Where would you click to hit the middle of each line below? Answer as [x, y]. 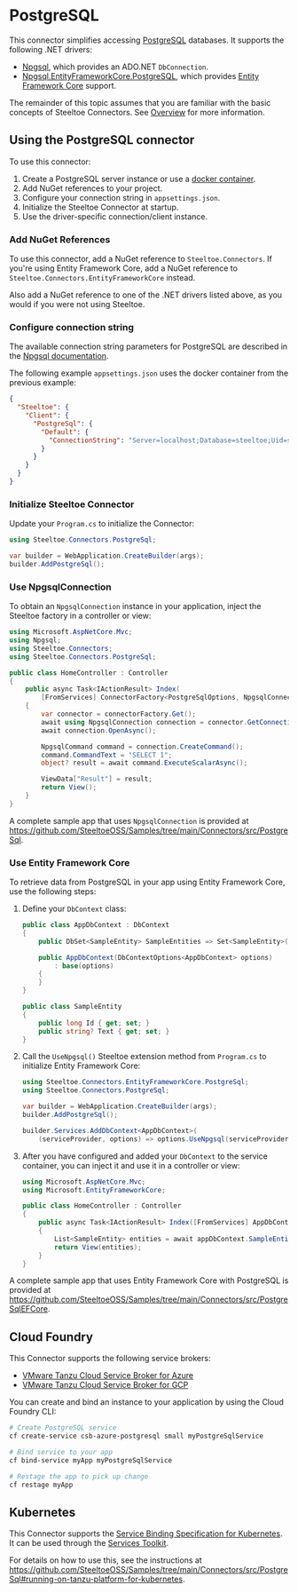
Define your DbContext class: [74, 909]
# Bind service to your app [61, 1453]
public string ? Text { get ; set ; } [104, 1031]
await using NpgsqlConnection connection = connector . [145, 722]
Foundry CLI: [33, 1412]
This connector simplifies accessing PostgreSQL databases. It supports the [147, 40]
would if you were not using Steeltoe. [77, 305]
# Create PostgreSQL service [63, 1428]
